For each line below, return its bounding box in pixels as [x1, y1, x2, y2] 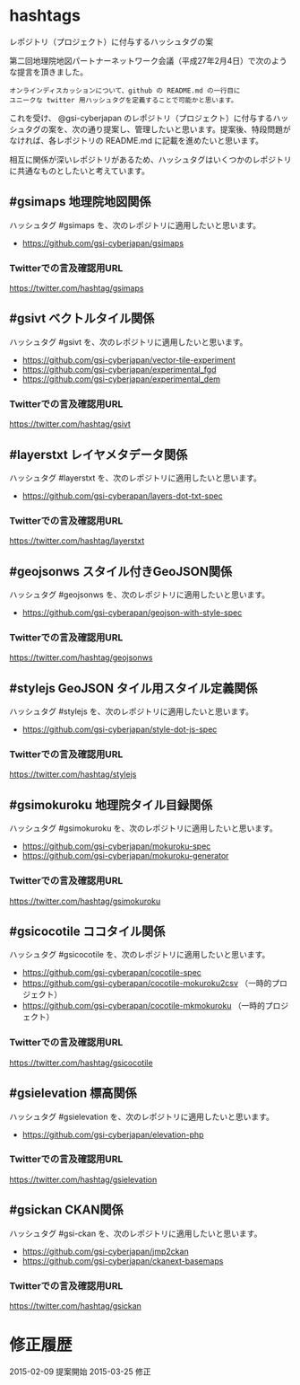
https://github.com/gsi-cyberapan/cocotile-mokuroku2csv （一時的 [21, 978, 272, 989]
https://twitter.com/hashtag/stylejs [9, 769, 137, 780]
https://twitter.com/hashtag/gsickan [9, 1300, 141, 1311]
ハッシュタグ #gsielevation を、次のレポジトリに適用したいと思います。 [9, 1111, 275, 1122]
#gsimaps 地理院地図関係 [9, 194, 151, 209]
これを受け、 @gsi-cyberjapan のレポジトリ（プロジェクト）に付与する [9, 112, 273, 123]
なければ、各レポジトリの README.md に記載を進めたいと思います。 [9, 135, 264, 146]
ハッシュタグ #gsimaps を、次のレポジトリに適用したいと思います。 [9, 219, 261, 230]
